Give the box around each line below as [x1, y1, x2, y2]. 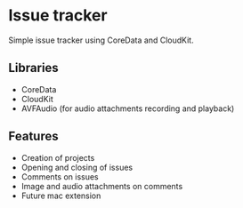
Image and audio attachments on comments [20, 180, 183, 191]
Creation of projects [20, 152, 95, 163]
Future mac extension [20, 190, 101, 201]
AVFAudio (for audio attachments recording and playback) [20, 103, 235, 114]
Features [8, 129, 59, 144]
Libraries [8, 60, 59, 76]
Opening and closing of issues [20, 162, 134, 172]
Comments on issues [20, 171, 99, 182]
